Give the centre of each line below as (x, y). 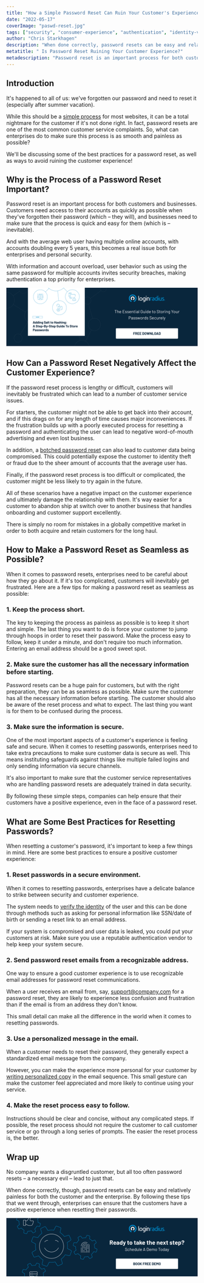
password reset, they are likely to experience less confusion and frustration (101, 998)
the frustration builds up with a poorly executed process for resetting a (95, 425)
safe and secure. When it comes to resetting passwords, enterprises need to (102, 746)
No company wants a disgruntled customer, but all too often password (94, 1172)
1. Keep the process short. (46, 609)
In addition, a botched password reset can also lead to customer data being (101, 450)
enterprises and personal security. (49, 255)
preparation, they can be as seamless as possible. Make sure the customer (100, 692)
